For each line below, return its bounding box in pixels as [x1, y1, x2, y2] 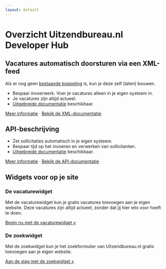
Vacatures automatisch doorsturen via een [5, 59, 141, 68]
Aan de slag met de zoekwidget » [5, 258, 74, 264]
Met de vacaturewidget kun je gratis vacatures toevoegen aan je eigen [5, 199, 150, 205]
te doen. [5, 210, 22, 216]
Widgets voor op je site [5, 173, 78, 181]
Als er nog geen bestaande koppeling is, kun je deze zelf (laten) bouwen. [5, 80, 156, 86]
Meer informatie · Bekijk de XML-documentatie [5, 110, 101, 116]
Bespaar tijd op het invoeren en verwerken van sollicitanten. [12, 143, 136, 149]
